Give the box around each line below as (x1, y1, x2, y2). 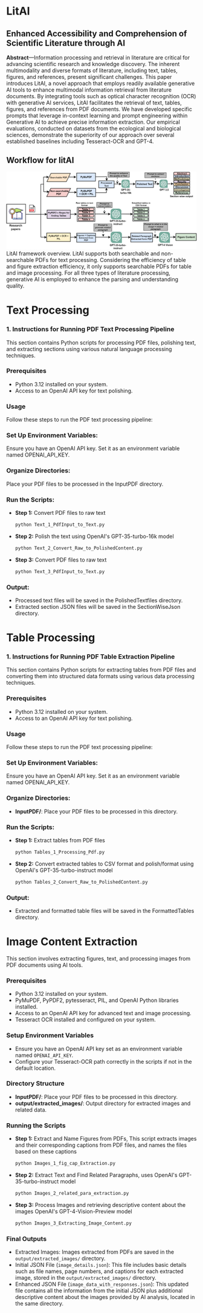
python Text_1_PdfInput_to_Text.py (14, 522, 105, 528)
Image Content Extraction (6, 935, 138, 949)
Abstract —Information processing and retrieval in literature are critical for (6, 54, 190, 61)
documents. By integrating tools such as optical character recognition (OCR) (6, 93, 196, 99)
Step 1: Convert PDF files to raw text (14, 509, 106, 517)
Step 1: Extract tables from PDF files (14, 836, 106, 844)
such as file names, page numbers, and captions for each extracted (14, 1268, 184, 1275)
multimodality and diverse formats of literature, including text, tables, (6, 67, 178, 74)
